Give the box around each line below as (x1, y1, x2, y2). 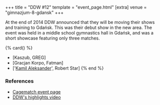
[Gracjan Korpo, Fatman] (12, 60, 63, 65)
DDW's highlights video (12, 94, 61, 100)
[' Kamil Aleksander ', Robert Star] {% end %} (12, 65, 104, 71)
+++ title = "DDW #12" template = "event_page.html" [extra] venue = (5, 4, 147, 10)
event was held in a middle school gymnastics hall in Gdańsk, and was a (5, 30, 154, 35)
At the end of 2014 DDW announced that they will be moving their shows (5, 19, 155, 25)
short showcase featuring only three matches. (5, 35, 100, 41)
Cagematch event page (12, 89, 61, 95)
